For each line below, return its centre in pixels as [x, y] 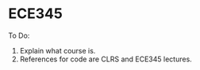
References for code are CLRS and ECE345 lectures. [106, 59]
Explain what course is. [58, 50]
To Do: [19, 35]
